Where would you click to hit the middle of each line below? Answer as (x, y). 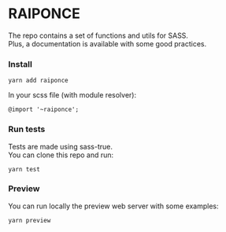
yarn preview (30, 220)
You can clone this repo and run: (61, 155)
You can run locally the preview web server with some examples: (113, 206)
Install (20, 64)
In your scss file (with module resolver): (72, 95)
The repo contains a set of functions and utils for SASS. (98, 35)
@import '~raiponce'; (44, 110)
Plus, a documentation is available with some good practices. (107, 43)
